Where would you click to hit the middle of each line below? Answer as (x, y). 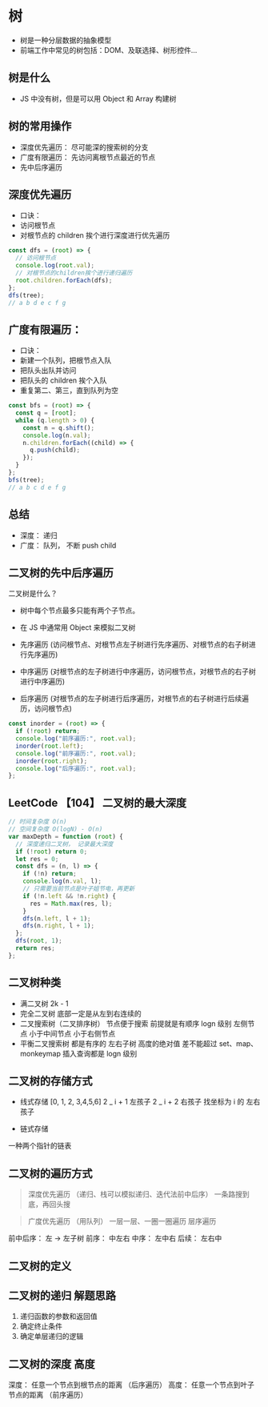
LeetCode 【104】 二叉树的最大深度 (98, 802)
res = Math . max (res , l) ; (71, 904)
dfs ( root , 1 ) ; (39, 941)
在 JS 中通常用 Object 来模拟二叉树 (78, 627)
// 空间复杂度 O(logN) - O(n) (56, 829)
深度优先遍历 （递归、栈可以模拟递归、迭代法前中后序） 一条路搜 (135, 1194)
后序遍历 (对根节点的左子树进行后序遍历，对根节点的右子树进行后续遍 (134, 699)
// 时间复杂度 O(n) (38, 822)
